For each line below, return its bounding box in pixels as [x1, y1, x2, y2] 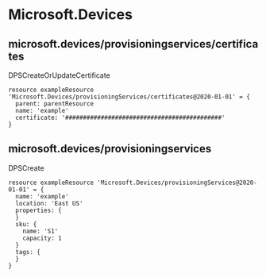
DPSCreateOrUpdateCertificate [8, 71, 111, 80]
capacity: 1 [22, 234, 62, 242]
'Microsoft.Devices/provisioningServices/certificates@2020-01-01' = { [8, 93, 250, 101]
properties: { [15, 206, 62, 214]
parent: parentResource [15, 100, 94, 108]
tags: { [15, 248, 41, 256]
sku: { [15, 220, 37, 228]
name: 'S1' [22, 227, 59, 235]
